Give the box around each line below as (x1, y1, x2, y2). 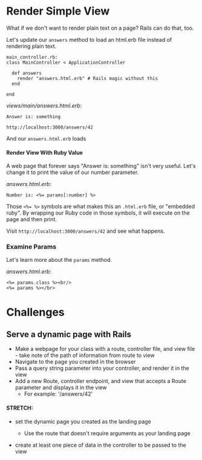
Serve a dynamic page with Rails (6, 329, 132, 340)
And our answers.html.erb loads (6, 135, 86, 142)
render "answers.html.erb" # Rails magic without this (17, 75, 158, 81)
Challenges (6, 305, 65, 319)
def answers (11, 70, 42, 76)
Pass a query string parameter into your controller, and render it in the (15, 365, 189, 372)
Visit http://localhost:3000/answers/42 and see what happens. (6, 227, 165, 235)
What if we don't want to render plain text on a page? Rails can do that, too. (6, 24, 195, 32)
